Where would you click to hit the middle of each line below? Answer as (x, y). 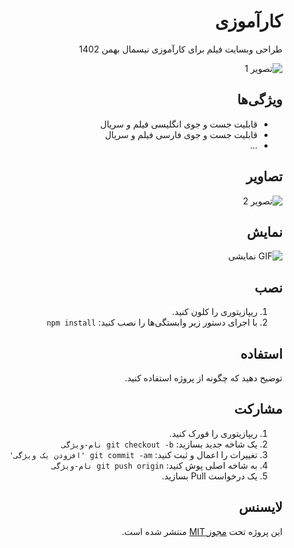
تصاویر (264, 176)
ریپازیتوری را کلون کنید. (214, 312)
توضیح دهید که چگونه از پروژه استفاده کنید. (203, 378)
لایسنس (260, 507)
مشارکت (258, 409)
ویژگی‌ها (259, 100)
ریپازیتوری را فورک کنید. (213, 433)
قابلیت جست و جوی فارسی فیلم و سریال (181, 134)
